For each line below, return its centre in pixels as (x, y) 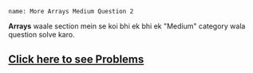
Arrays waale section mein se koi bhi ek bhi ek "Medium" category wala (127, 26)
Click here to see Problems (76, 60)
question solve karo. (42, 35)
